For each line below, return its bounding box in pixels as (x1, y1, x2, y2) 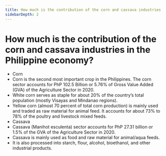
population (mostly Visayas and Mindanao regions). (12, 98, 118, 104)
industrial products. (12, 145, 52, 151)
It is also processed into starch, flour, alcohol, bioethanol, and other (12, 140, 151, 146)
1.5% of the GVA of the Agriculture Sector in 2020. (12, 129, 116, 135)
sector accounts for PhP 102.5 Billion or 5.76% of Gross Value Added (12, 82, 154, 88)
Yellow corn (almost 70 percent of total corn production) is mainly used (12, 103, 158, 109)
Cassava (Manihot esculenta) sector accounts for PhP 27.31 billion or (12, 124, 153, 130)
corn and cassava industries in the (5, 44, 151, 55)
